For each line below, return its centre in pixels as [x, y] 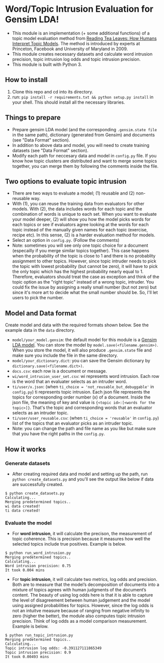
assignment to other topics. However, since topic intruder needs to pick [84, 261]
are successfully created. [38, 484]
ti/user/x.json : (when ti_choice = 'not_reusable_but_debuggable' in [83, 387]
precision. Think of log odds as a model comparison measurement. [80, 621]
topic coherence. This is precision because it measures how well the [81, 539]
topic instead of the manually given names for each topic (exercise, [80, 230]
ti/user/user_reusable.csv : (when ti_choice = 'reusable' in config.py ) [85, 418]
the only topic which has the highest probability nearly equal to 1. [78, 272]
